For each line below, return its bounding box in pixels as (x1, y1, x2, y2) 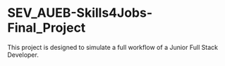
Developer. (7, 51, 39, 59)
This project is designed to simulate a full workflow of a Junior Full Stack (7, 43, 219, 51)
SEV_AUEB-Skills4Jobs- (7, 5, 153, 21)
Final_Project (7, 20, 86, 36)
